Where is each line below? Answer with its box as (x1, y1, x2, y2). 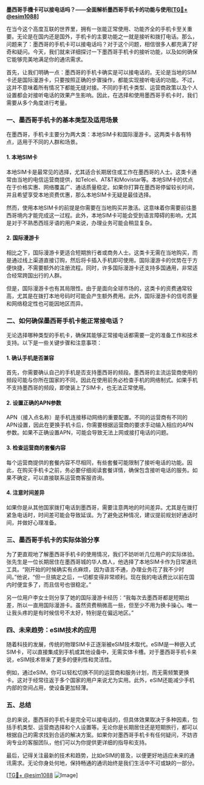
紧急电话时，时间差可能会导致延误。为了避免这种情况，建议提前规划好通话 (6, 511, 192, 518)
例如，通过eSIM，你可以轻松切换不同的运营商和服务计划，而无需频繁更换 (6, 669, 189, 676)
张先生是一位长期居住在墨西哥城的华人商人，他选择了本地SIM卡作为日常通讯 (6, 558, 197, 565)
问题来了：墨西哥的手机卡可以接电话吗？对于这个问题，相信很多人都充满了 (6, 41, 192, 47)
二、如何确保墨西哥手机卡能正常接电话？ (6, 316, 124, 325)
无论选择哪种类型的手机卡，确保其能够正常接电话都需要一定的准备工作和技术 (6, 332, 198, 338)
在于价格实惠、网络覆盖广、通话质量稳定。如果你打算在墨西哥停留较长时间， (6, 183, 198, 190)
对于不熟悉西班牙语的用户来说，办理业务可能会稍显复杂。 (11, 219, 155, 226)
